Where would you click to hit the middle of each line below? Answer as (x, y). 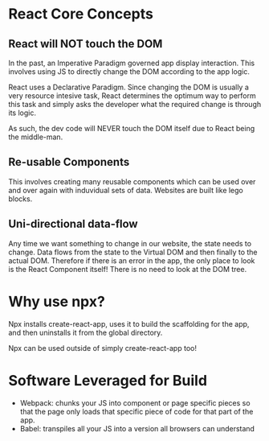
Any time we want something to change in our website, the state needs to (130, 243)
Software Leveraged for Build (108, 380)
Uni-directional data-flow (73, 224)
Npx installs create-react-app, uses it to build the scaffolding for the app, (129, 324)
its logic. (22, 113)
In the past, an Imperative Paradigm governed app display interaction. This (132, 63)
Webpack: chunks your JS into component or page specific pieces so (135, 402)
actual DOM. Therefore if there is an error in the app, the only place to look (132, 260)
